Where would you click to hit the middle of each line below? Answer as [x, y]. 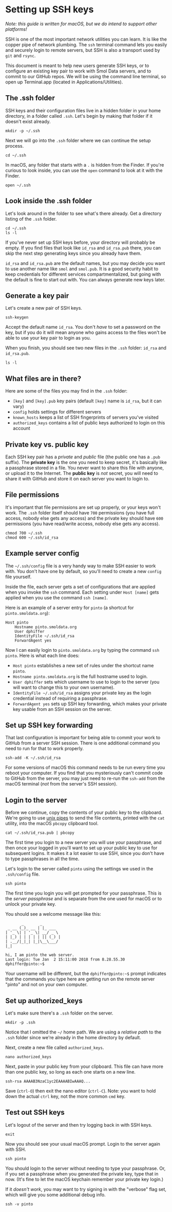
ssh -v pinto [19, 1204]
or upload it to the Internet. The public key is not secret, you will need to [82, 473]
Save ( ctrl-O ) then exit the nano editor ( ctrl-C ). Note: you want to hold [81, 1091]
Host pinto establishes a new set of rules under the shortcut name [83, 665]
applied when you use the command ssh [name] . [56, 597]
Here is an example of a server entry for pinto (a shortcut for [70, 608]
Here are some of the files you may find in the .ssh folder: [66, 391]
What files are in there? [43, 378]
